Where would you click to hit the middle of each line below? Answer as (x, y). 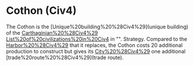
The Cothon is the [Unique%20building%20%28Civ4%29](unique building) (97, 27)
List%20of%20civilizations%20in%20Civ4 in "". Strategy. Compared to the (97, 39)
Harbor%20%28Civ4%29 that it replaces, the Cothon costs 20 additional (94, 45)
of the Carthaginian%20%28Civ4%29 (52, 32)
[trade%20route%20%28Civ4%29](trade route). (65, 57)
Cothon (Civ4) (42, 11)
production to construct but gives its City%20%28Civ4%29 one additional (96, 51)
